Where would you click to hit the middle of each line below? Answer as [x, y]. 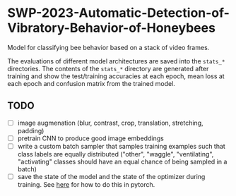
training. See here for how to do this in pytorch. [86, 184]
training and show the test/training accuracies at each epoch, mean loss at [116, 76]
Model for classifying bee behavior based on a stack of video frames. [108, 47]
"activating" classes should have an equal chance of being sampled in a [122, 161]
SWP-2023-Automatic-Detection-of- [118, 13]
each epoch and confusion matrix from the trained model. [91, 83]
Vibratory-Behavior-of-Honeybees [111, 28]
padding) [31, 130]
